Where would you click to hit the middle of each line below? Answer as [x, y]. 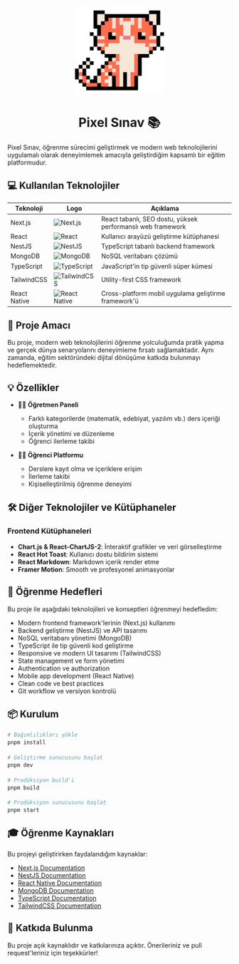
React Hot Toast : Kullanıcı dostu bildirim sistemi [88, 554]
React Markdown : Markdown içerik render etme [89, 561]
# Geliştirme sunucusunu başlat [55, 758]
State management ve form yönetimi [71, 660]
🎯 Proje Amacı [39, 325]
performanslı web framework [144, 227]
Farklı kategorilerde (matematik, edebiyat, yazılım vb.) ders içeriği [124, 419]
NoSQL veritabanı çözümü [140, 256]
